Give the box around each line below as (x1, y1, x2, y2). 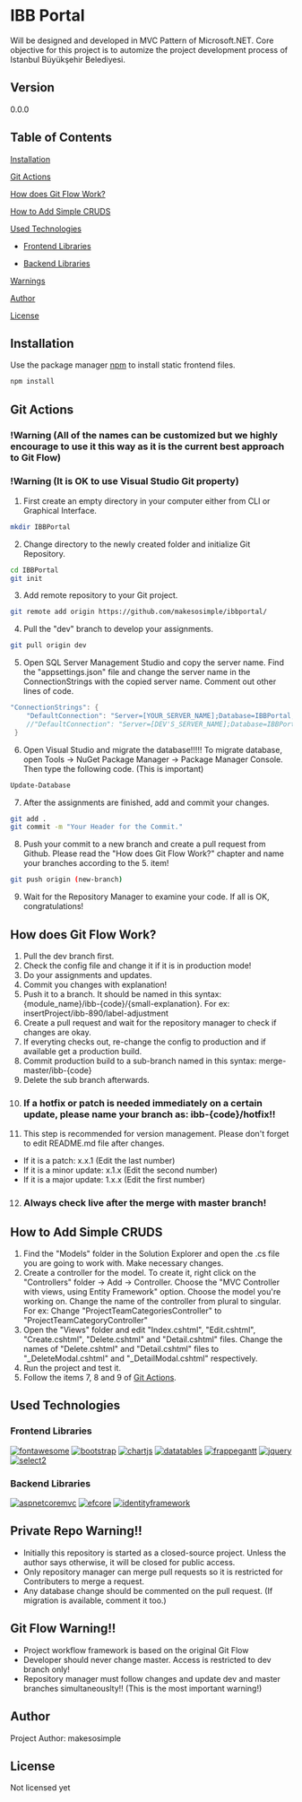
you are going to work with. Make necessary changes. (22, 1258, 224, 1269)
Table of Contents (10, 130, 113, 145)
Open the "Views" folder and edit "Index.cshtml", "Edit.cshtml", (22, 1324, 256, 1336)
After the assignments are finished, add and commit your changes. (22, 797, 270, 808)
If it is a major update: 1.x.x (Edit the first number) (22, 1174, 205, 1185)
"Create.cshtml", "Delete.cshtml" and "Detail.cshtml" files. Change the (22, 1334, 283, 1345)
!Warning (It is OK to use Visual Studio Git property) (10, 475, 240, 488)
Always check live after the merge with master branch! (22, 1197, 267, 1209)
